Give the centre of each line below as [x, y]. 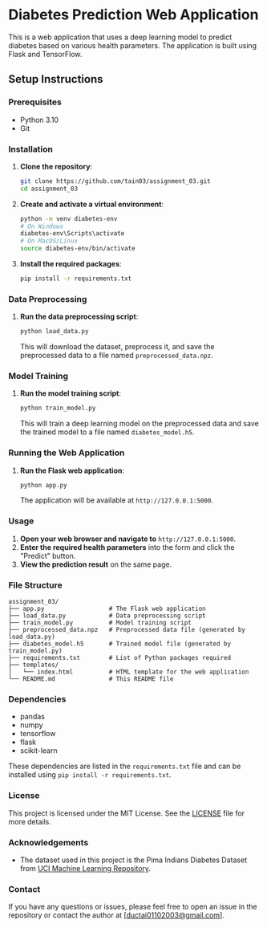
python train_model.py [58, 408]
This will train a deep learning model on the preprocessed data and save [139, 424]
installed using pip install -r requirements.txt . [90, 775]
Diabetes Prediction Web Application [133, 15]
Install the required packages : [71, 264]
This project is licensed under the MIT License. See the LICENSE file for [127, 813]
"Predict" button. [48, 556]
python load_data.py [54, 332]
